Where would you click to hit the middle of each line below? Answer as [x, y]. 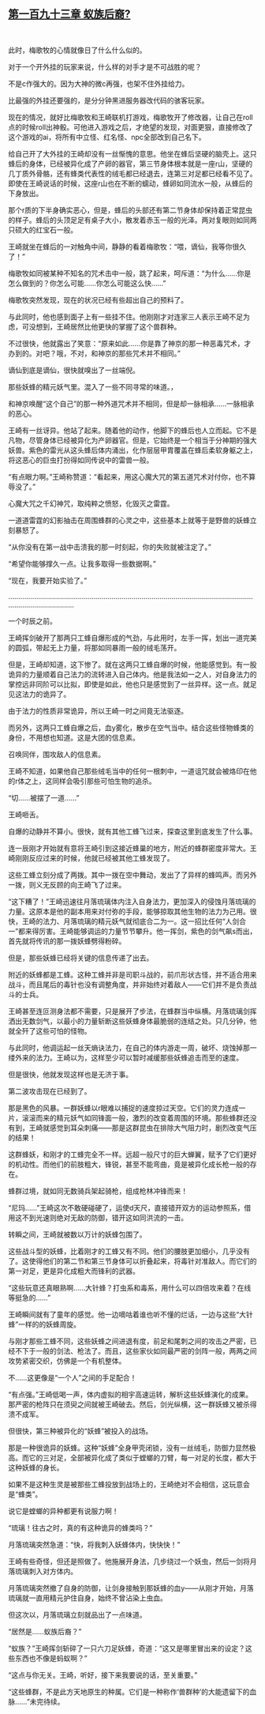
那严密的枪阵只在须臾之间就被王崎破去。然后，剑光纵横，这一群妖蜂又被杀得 [132, 1404]
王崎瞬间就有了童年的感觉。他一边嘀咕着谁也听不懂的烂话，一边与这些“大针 [131, 1314]
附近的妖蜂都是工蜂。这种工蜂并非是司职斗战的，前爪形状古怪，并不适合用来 [132, 974]
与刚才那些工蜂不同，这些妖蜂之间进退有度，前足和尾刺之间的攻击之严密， [129, 1341]
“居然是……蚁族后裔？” [45, 1631]
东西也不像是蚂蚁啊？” [51, 1658]
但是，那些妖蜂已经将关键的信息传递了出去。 [81, 958]
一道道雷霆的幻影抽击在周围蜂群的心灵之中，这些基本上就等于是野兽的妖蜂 [129, 520]
